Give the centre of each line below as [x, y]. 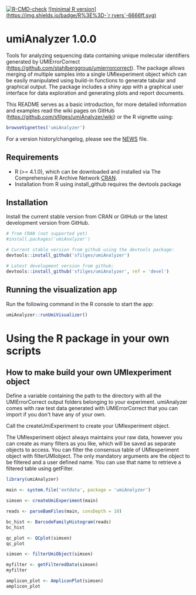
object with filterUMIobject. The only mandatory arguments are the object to [98, 456]
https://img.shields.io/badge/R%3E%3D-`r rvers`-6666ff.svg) [82, 15]
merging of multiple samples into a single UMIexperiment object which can [96, 74]
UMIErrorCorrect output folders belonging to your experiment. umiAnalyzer [97, 402]
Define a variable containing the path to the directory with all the [84, 396]
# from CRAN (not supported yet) [47, 234]
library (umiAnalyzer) [33, 480]
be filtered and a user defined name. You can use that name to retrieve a [94, 463]
